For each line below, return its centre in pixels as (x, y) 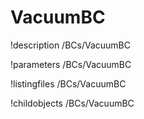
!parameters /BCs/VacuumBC (71, 64)
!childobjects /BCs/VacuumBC (72, 103)
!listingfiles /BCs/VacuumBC (68, 83)
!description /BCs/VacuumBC (70, 45)
